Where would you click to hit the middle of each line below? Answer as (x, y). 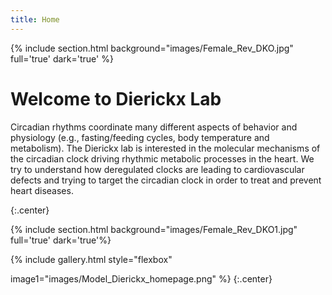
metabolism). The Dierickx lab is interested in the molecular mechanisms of (165, 148)
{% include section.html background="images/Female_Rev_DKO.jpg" (152, 48)
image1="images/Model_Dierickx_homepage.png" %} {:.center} (141, 278)
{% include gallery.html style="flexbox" (91, 259)
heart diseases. (42, 190)
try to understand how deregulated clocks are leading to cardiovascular (157, 169)
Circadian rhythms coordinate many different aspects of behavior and (154, 127)
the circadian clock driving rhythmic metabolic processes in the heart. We (162, 158)
